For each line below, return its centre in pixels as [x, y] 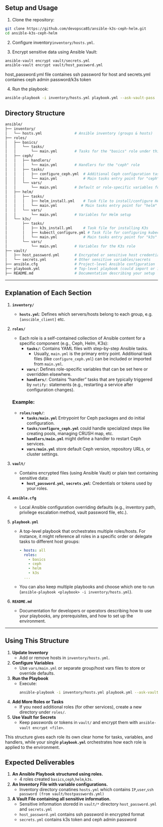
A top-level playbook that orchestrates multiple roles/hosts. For [82, 531]
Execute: [28, 683]
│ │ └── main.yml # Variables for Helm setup [68, 215]
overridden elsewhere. [49, 374]
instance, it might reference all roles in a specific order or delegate [86, 536]
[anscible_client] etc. [42, 319]
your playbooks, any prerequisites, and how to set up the [76, 616]
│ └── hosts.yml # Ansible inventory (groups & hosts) [79, 133]
